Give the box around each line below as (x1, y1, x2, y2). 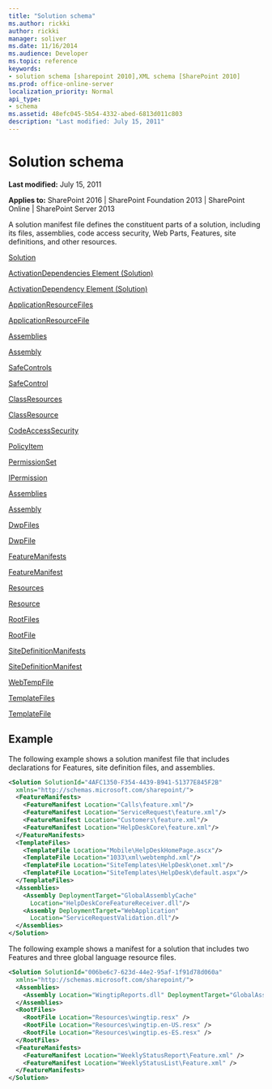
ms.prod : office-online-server (8, 80, 114, 88)
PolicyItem (8, 441, 44, 451)
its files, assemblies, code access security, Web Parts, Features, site (8, 228, 236, 238)
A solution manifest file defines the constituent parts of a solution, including (8, 219, 261, 229)
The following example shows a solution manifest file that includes (8, 754, 230, 763)
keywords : (8, 65, 42, 73)
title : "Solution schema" (8, 11, 96, 20)
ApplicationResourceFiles (8, 300, 94, 309)
